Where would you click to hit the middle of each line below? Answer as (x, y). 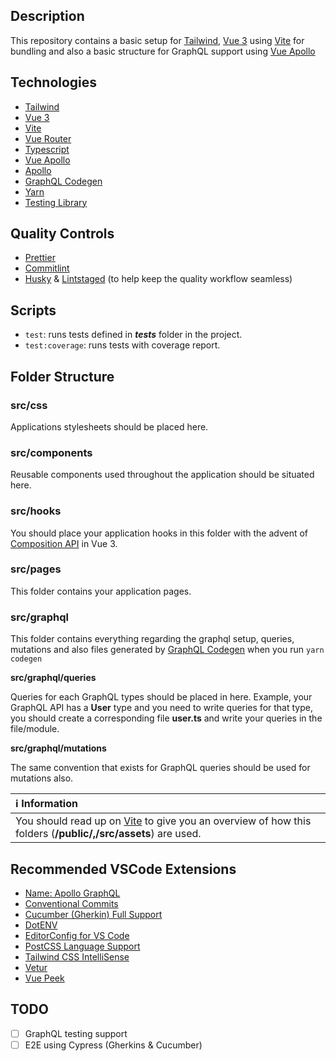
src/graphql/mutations (58, 748)
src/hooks (36, 511)
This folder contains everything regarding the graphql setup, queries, (152, 639)
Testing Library (56, 202)
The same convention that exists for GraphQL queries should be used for (160, 768)
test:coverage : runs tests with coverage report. (122, 345)
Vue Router (48, 138)
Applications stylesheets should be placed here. (109, 426)
